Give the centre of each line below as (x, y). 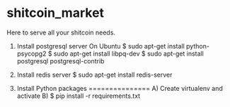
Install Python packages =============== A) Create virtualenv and (120, 88)
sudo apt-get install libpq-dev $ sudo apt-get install (129, 53)
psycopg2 (31, 53)
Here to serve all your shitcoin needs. (61, 32)
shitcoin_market (55, 13)
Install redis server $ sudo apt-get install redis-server (94, 75)
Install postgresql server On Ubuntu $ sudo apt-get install (100, 46)
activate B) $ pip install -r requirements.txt (79, 96)
